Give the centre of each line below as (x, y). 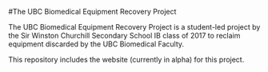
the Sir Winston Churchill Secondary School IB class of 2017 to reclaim (124, 36)
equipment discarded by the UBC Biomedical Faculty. (96, 44)
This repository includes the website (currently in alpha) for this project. (126, 60)
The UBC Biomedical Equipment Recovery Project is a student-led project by (134, 27)
